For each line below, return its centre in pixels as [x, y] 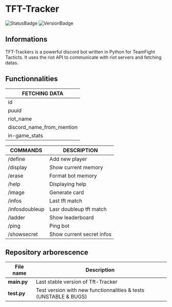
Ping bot [59, 226]
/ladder [17, 218]
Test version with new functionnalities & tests [90, 290]
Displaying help [68, 184]
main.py [18, 282]
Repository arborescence [47, 252]
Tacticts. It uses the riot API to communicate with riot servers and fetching [83, 57]
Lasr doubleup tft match [78, 209]
